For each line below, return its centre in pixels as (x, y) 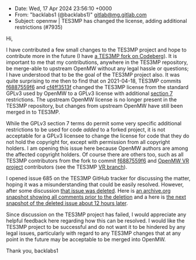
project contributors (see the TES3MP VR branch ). (67, 167)
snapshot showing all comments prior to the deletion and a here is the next (96, 197)
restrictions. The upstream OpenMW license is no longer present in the (92, 100)
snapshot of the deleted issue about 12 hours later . (67, 203)
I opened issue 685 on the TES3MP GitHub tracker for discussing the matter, (98, 178)
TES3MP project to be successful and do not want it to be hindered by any (96, 227)
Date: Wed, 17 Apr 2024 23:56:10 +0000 (63, 8)
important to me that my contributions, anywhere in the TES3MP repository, (97, 62)
